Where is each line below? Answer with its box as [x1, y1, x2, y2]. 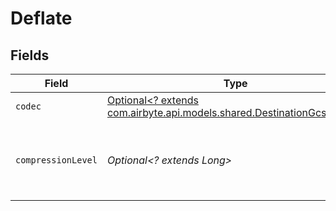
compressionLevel [15, 155, 98, 166]
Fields [10, 47, 50, 64]
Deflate [10, 7, 73, 30]
